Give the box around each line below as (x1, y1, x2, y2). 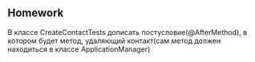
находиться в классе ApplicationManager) (7, 44, 151, 54)
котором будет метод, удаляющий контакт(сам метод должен (7, 36, 221, 45)
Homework (7, 6, 64, 20)
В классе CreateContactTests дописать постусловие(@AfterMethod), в (7, 27, 248, 37)
